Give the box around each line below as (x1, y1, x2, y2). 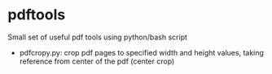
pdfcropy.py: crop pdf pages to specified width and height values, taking (19, 47, 264, 57)
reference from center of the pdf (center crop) (19, 56, 175, 66)
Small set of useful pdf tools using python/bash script (7, 32, 188, 42)
